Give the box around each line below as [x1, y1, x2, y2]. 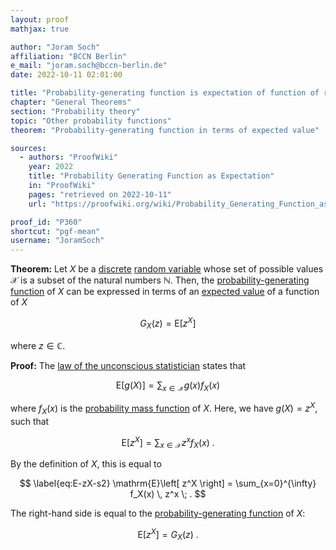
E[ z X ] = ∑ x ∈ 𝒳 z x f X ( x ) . [121, 434, 215, 451]
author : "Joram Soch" [10, 42, 101, 52]
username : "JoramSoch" [10, 236, 105, 246]
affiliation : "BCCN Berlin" [10, 51, 128, 61]
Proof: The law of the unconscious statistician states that [10, 359, 247, 371]
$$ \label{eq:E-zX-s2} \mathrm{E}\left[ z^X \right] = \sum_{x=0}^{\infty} [19, 477, 317, 490]
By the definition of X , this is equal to [10, 458, 162, 470]
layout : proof [10, 14, 70, 25]
